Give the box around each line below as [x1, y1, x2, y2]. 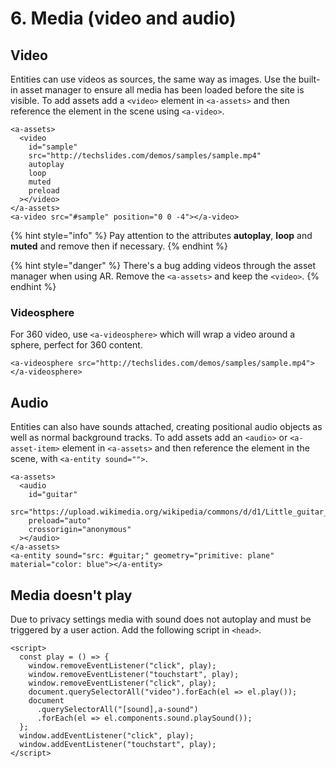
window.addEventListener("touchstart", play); [19, 739, 217, 749]
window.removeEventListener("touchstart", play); [28, 669, 240, 679]
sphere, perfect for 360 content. [10, 339, 143, 351]
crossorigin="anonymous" [28, 525, 132, 535]
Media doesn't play [10, 587, 133, 604]
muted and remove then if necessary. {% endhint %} [10, 240, 229, 252]
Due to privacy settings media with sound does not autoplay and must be [10, 613, 312, 625]
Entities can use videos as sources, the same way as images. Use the [10, 73, 297, 85]
